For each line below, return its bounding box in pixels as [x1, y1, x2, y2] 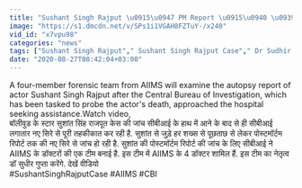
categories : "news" [9, 38, 83, 48]
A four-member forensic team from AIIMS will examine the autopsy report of [9, 80, 291, 90]
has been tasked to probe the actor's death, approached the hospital [9, 99, 264, 109]
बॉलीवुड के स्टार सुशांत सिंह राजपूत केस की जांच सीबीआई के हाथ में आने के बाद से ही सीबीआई [9, 118, 273, 129]
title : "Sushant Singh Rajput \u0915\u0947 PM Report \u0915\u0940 [9, 13, 268, 22]
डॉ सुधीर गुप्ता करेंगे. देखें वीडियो [9, 158, 99, 169]
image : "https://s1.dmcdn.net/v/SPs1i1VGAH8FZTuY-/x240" [9, 22, 227, 31]
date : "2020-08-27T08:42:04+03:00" [9, 55, 143, 64]
